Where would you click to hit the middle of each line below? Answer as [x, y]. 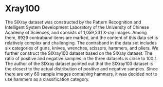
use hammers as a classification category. [47, 79]
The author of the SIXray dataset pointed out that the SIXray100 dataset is [79, 64]
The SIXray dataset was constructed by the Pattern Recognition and [73, 22]
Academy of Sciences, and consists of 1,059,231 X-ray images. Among [76, 32]
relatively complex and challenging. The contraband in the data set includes [81, 43]
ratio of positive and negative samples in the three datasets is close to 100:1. [81, 58]
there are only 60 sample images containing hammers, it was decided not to [81, 74]
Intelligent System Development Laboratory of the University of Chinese [77, 27]
